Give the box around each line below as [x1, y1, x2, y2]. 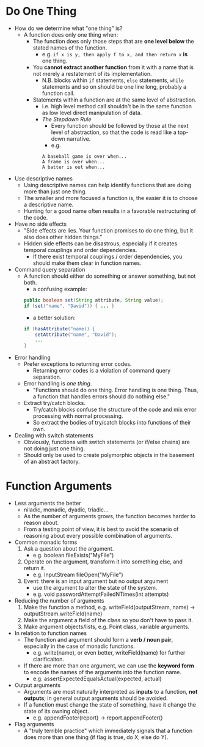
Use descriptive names [14, 174, 73, 182]
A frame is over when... [42, 158, 105, 165]
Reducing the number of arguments [14, 597, 104, 604]
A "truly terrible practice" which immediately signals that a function [23, 727, 193, 735]
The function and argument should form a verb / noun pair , [23, 636, 173, 644]
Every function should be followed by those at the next [51, 122, 189, 129]
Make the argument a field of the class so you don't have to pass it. [23, 617, 193, 624]
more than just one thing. [23, 188, 87, 195]
